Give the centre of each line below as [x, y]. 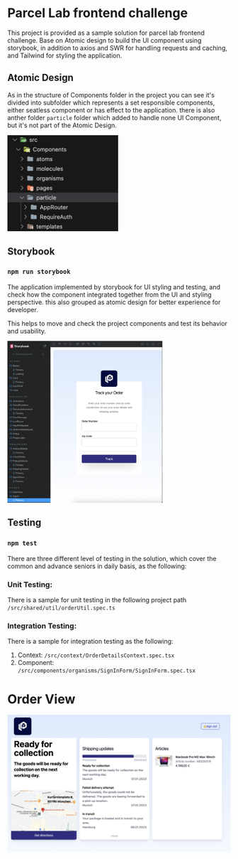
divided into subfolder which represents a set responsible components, [111, 102]
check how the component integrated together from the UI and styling [109, 294]
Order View [41, 699]
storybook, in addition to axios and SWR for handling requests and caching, [118, 48]
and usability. [27, 331]
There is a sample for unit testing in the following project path [97, 600]
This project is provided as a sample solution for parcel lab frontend [106, 33]
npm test [22, 543]
